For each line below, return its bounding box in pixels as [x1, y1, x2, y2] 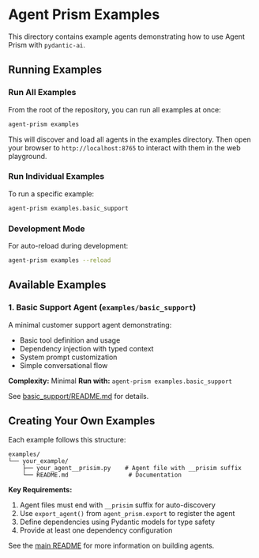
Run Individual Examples [8, 171, 105, 182]
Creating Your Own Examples [8, 414, 156, 427]
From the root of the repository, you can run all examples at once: [8, 104, 221, 114]
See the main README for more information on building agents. [8, 541, 215, 551]
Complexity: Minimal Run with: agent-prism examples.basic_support [8, 376, 233, 385]
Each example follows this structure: [8, 435, 126, 445]
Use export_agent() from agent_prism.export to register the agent [19, 509, 235, 518]
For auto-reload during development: [8, 241, 129, 250]
